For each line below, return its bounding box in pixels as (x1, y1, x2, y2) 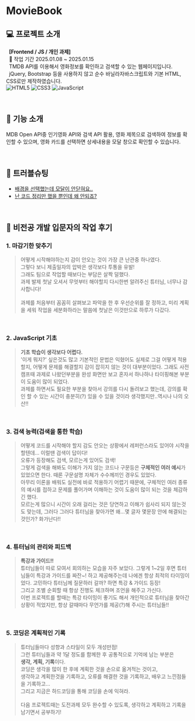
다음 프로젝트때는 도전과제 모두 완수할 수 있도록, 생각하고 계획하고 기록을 (20, 701, 186, 708)
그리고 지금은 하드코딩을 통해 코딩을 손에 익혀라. (20, 688, 130, 695)
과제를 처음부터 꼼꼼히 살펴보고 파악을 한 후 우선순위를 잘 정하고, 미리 (20, 299, 179, 306)
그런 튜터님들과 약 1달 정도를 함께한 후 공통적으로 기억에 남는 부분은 (20, 650, 175, 658)
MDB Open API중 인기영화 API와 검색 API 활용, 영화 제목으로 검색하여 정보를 (6, 130, 182, 138)
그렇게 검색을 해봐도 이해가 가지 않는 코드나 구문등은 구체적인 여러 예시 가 (20, 464, 186, 471)
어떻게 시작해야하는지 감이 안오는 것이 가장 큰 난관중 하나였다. (20, 256, 162, 263)
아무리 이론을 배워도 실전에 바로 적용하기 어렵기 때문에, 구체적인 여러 (20, 478, 177, 485)
